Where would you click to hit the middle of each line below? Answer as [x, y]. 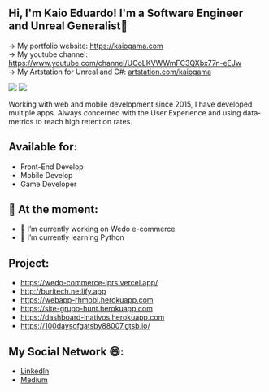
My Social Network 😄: [66, 352]
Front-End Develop [52, 167]
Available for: [43, 147]
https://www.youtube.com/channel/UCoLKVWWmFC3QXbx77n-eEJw [125, 63]
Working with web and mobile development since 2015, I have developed [130, 104]
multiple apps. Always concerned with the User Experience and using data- [135, 112]
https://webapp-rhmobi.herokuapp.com [87, 300]
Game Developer [48, 184]
